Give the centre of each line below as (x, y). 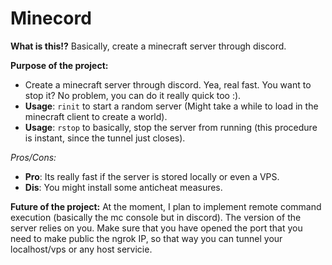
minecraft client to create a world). (96, 116)
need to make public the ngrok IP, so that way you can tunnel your (146, 238)
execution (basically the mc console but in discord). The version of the (156, 217)
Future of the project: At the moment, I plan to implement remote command (166, 206)
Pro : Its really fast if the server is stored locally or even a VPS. (152, 176)
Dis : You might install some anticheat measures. (123, 187)
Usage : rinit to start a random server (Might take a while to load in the (171, 106)
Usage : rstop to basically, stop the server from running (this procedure (171, 127)
